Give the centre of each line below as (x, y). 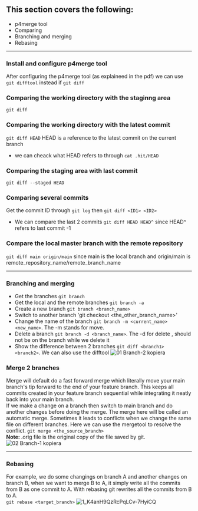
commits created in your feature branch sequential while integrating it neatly (99, 393)
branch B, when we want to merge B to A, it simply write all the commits (93, 483)
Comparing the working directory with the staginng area (88, 98)
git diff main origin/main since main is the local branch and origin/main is (98, 256)
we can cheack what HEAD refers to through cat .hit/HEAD (87, 155)
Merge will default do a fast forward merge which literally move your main (95, 381)
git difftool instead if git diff (45, 83)
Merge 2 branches (33, 368)
